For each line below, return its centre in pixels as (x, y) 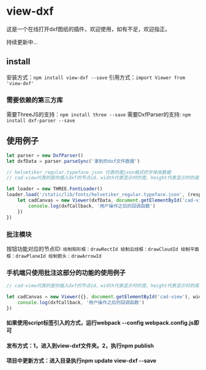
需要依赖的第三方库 (35, 100)
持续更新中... (22, 42)
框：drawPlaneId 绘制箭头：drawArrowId (54, 256)
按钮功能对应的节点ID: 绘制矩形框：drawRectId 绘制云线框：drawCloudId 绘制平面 (103, 249)
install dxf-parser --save (41, 121)
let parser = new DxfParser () (45, 155)
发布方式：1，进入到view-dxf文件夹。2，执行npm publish (80, 345)
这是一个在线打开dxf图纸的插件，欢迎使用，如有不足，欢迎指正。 (88, 29)
